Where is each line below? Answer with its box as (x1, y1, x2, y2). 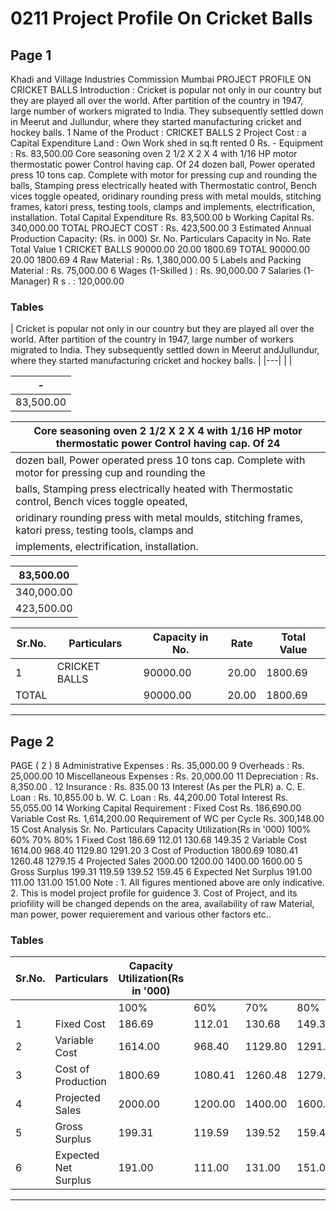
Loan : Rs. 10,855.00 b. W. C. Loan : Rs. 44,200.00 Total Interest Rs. (10, 792, 289, 804)
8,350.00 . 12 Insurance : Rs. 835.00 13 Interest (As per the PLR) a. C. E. (10, 781, 306, 793)
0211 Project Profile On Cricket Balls (10, 7, 313, 30)
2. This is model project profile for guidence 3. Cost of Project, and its (10, 887, 298, 899)
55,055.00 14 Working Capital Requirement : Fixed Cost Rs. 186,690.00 (10, 802, 302, 814)
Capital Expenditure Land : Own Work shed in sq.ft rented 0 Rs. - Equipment (10, 137, 324, 149)
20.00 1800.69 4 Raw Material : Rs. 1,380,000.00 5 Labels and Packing (10, 254, 302, 266)
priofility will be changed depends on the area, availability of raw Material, (10, 898, 315, 910)
